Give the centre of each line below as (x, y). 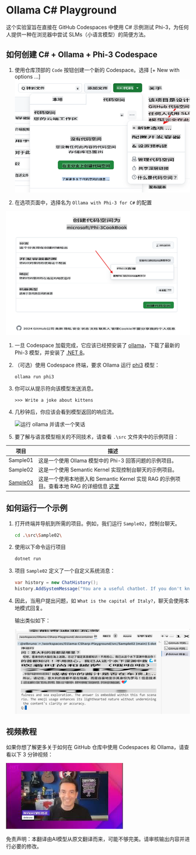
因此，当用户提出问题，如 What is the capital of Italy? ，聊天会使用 (99, 601)
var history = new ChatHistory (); (56, 583)
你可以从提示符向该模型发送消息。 (55, 388)
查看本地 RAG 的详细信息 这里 (84, 486)
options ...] (27, 76)
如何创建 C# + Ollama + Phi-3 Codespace (82, 55)
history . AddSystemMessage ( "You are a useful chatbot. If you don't (98, 589)
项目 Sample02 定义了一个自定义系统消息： (65, 571)
